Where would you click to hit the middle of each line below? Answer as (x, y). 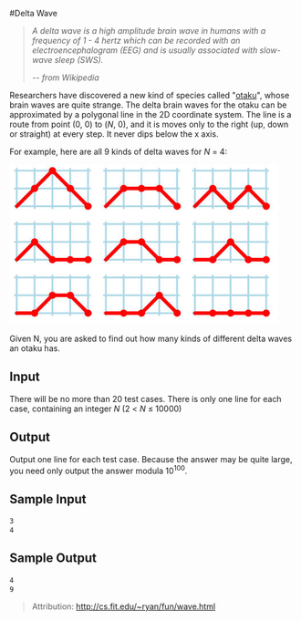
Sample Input (48, 499)
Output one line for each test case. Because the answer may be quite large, (151, 459)
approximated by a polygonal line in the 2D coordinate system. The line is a (150, 114)
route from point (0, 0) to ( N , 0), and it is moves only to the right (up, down (149, 124)
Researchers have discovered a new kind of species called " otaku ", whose (150, 95)
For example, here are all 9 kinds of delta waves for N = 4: (119, 151)
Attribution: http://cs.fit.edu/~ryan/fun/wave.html (124, 606)
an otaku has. (35, 348)
